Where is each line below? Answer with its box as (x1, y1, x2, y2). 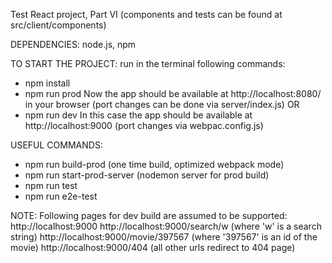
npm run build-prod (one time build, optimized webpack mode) (24, 159, 285, 170)
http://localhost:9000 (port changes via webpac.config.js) (24, 120, 264, 131)
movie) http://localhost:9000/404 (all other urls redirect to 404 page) (10, 242, 296, 253)
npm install (24, 77, 71, 89)
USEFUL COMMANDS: (10, 139, 103, 151)
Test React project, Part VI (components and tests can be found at (10, 9, 283, 20)
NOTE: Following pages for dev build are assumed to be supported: (10, 210, 288, 221)
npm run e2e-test (24, 190, 98, 202)
